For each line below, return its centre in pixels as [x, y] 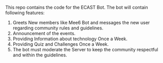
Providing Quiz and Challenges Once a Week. [61, 44]
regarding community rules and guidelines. [58, 28]
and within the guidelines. [40, 55]
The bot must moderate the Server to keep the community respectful [85, 50]
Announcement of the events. [44, 33]
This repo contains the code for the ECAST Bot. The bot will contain [77, 7]
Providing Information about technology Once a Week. [70, 39]
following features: [25, 13]
